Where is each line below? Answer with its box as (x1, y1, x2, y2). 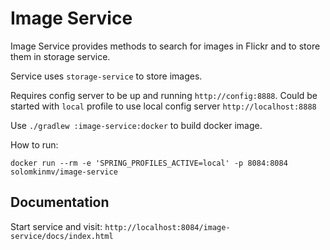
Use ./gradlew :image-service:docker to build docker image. (10, 119, 263, 131)
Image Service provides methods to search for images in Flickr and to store (10, 40, 321, 52)
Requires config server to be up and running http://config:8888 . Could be (10, 89, 318, 101)
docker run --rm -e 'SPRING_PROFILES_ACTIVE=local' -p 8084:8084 (10, 158, 288, 168)
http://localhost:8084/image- (104, 222, 231, 232)
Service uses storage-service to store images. (10, 70, 203, 82)
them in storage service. (10, 50, 111, 62)
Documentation (10, 194, 110, 211)
